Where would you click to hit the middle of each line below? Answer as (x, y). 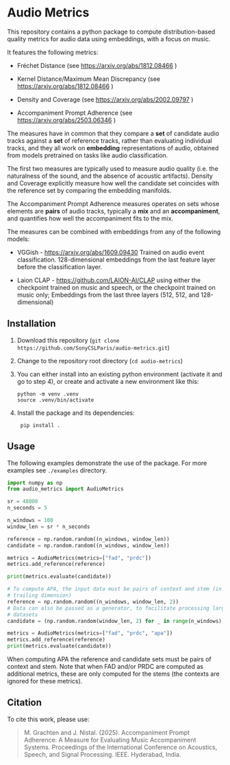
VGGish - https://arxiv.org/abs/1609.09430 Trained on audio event (111, 252)
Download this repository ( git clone (68, 340)
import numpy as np (35, 483)
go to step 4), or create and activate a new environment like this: (108, 381)
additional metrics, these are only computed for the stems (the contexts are (114, 674)
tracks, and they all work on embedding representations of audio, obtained (113, 148)
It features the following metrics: (53, 52)
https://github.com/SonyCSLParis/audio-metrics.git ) (93, 347)
